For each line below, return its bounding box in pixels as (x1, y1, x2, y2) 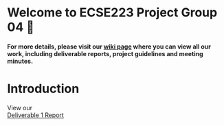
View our (7, 103, 33, 112)
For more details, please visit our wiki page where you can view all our (7, 42, 211, 51)
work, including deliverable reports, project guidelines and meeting (7, 49, 204, 58)
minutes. (7, 57, 33, 65)
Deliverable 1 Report (7, 111, 64, 119)
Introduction (7, 81, 80, 97)
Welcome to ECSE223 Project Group (7, 5, 218, 21)
